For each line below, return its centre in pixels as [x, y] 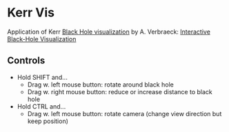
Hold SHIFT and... [42, 77]
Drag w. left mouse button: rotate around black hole [100, 85]
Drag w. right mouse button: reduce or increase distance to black [120, 91]
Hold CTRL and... [41, 106]
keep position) [48, 121]
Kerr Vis [31, 13]
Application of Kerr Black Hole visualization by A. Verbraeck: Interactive [109, 32]
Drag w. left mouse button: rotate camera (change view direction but [125, 113]
